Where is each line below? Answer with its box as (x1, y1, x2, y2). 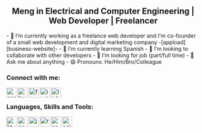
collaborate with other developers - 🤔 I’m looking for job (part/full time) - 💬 (6, 51, 195, 59)
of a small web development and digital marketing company (6, 38, 158, 46)
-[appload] (158, 38, 186, 46)
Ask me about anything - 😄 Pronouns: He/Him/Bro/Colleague (6, 58, 162, 65)
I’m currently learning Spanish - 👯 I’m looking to (68, 45, 188, 52)
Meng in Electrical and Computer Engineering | (12, 6, 195, 17)
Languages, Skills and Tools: (6, 102, 94, 111)
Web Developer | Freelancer (49, 16, 158, 26)
